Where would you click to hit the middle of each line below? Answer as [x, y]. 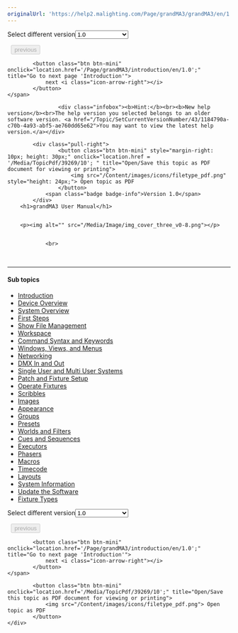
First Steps [33, 318]
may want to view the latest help [163, 126]
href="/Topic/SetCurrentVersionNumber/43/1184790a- [152, 119]
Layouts [29, 476]
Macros [29, 461]
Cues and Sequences [49, 439]
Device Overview [42, 303]
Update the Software [48, 491]
